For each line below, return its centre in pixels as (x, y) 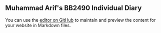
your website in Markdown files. (38, 25)
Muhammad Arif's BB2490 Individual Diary (73, 8)
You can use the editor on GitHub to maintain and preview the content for (80, 20)
